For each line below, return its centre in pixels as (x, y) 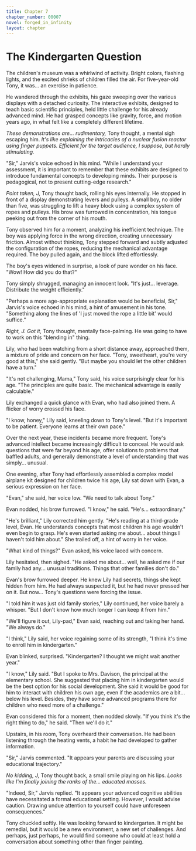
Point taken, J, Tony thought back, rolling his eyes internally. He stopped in (96, 194)
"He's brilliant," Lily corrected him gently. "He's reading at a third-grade (92, 521)
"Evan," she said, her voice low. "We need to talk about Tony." (80, 498)
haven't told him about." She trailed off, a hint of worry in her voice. (87, 540)
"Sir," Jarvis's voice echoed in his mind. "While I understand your (85, 163)
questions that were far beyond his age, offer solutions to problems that (92, 450)
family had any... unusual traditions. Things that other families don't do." (93, 568)
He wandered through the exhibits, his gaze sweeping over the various (91, 97)
